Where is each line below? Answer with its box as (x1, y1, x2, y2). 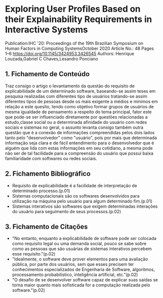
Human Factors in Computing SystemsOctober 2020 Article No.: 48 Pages (5, 45, 154, 51)
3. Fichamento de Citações (5, 222, 88, 231)
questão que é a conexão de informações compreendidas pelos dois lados (5, 129, 155, 135)
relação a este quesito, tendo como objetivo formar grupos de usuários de (5, 103, 154, 109)
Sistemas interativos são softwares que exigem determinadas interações (12, 203, 158, 209)
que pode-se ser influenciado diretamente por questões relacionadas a (5, 114, 148, 120)
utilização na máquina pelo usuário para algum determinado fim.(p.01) (12, 198, 152, 204)
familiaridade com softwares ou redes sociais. (5, 155, 97, 161)
